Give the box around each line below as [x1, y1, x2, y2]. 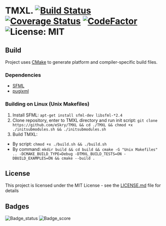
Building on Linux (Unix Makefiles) [5, 101, 89, 108]
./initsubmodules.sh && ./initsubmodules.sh [12, 127, 106, 132]
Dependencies [5, 71, 41, 78]
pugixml [12, 88, 29, 94]
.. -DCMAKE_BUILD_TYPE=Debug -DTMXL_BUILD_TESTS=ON [12, 151, 122, 156]
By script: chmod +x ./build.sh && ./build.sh [12, 141, 107, 147]
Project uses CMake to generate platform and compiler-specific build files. [5, 59, 158, 65]
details [5, 188, 19, 194]
